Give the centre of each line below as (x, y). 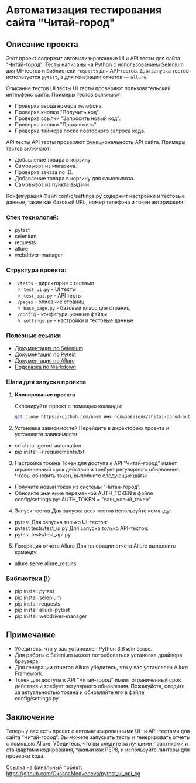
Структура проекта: (37, 270)
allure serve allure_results (45, 563)
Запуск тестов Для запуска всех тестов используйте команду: (93, 511)
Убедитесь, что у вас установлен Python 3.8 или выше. (83, 649)
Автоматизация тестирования (84, 10)
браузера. (27, 661)
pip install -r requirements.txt (49, 452)
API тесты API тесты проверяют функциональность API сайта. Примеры (96, 142)
